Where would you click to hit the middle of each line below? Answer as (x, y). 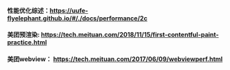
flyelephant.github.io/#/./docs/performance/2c (77, 18)
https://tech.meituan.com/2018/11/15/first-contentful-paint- (130, 35)
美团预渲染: (24, 35)
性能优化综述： (28, 10)
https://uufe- (69, 10)
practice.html (27, 43)
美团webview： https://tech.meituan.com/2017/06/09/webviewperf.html (115, 59)
